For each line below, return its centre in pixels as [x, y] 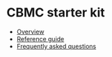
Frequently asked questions [56, 46]
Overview [30, 32]
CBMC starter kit [56, 13]
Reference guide [40, 38]
